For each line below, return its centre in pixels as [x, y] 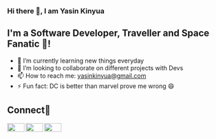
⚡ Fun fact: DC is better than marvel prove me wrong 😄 [96, 86]
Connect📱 [29, 110]
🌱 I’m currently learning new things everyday [80, 61]
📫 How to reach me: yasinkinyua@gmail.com [82, 76]
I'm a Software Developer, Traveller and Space [108, 33]
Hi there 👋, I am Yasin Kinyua [56, 11]
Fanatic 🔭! [29, 44]
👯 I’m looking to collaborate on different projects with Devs [100, 67]
